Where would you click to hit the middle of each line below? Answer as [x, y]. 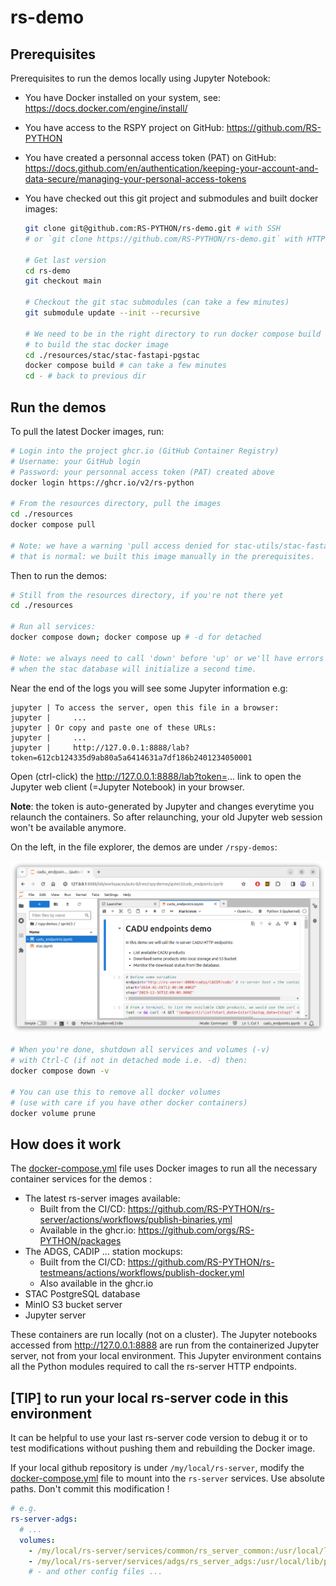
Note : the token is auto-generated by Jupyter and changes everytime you [162, 806]
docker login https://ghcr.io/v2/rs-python [102, 482]
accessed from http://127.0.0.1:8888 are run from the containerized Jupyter [165, 1345]
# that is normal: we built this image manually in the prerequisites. [162, 556]
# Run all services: [53, 627]
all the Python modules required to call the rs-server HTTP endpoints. [153, 1367]
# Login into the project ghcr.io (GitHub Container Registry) [145, 451]
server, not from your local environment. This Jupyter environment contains [166, 1356]
